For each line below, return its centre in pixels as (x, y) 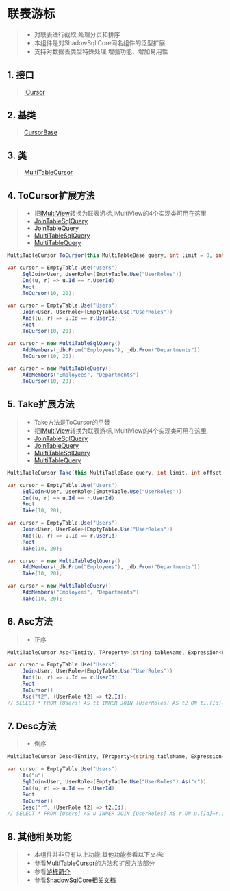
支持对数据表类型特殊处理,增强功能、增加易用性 (101, 51)
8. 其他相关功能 (39, 837)
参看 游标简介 (52, 872)
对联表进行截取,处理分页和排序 (77, 34)
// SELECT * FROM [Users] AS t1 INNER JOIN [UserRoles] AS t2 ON (102, 703)
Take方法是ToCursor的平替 (72, 422)
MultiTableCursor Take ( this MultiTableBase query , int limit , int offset (115, 473)
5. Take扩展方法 (41, 404)
